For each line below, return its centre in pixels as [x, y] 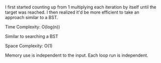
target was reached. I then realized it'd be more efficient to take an [72, 12]
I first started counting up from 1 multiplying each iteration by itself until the [81, 7]
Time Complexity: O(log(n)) [33, 27]
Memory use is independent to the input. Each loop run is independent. [77, 55]
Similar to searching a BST [32, 36]
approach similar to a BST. [32, 17]
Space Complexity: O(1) [29, 46]
